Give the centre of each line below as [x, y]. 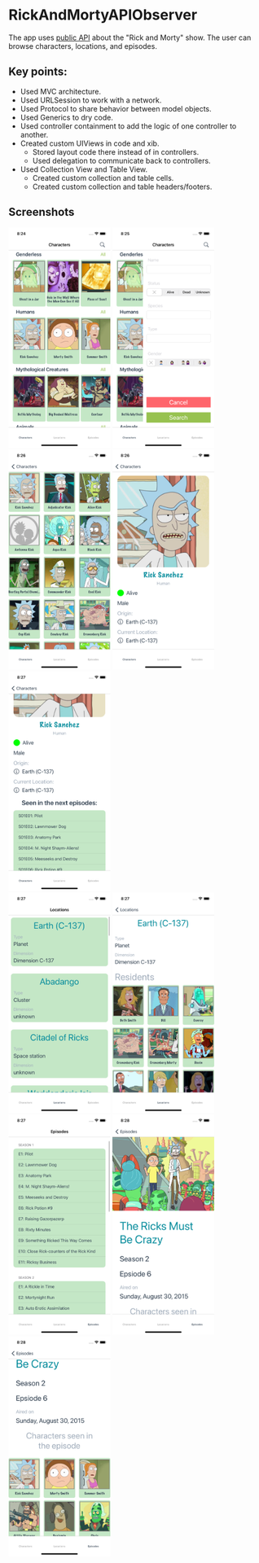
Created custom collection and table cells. [103, 177]
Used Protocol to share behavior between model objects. [116, 108]
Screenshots [42, 212]
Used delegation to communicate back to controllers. [121, 160]
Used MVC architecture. [61, 91]
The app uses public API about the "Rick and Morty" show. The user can [130, 37]
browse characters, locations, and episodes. [83, 46]
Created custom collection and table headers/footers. [122, 186]
